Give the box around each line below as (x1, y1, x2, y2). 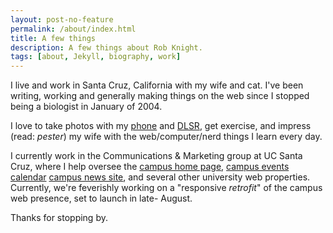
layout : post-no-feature (10, 14, 114, 25)
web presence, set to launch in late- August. (10, 192, 193, 205)
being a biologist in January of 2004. (10, 101, 163, 113)
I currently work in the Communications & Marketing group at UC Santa (10, 150, 303, 162)
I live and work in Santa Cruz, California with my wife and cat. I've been (10, 79, 304, 91)
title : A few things (10, 33, 97, 43)
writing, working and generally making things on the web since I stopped (10, 90, 310, 102)
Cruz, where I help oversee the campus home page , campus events (10, 161, 290, 173)
